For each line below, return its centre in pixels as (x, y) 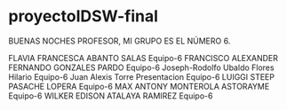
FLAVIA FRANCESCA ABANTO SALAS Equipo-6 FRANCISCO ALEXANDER (143, 58)
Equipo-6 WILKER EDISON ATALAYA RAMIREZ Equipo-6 (111, 96)
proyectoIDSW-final (84, 16)
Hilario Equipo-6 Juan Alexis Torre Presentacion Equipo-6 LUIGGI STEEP (141, 76)
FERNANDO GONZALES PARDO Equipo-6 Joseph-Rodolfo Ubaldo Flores (141, 67)
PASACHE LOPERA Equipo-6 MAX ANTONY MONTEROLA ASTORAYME (139, 86)
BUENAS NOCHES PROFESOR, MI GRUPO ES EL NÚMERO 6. (120, 41)
